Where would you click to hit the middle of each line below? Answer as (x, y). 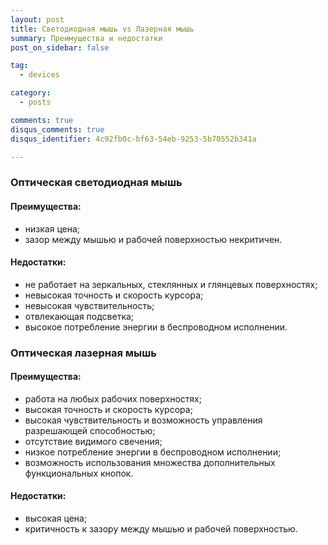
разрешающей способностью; (90, 430)
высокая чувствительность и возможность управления (143, 420)
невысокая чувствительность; (89, 305)
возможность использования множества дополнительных (150, 462)
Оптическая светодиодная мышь (96, 183)
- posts (35, 102)
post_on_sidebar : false (60, 47)
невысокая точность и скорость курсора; (114, 295)
